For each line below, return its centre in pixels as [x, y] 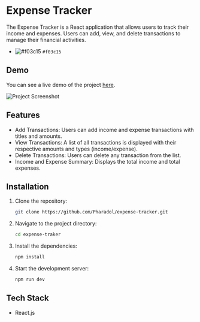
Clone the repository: [41, 201]
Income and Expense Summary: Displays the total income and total [97, 161]
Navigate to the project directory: [56, 224]
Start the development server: [52, 268]
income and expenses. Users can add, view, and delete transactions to [93, 33]
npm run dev [30, 279]
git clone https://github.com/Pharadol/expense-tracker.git [91, 212]
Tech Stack [28, 298]
